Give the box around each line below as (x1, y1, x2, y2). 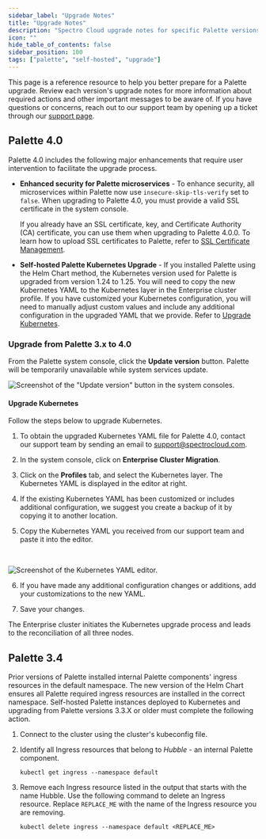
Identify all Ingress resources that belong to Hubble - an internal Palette (19, 745, 253, 754)
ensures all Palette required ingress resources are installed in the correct (8, 689, 245, 698)
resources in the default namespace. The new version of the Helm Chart (8, 681, 244, 689)
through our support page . (8, 111, 95, 120)
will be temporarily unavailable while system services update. (8, 365, 208, 374)
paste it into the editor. (19, 535, 93, 545)
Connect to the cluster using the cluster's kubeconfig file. (19, 730, 208, 738)
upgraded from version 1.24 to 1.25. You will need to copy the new (19, 276, 236, 286)
